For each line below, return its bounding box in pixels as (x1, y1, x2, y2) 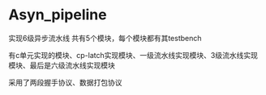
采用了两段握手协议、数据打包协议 (8, 77, 122, 87)
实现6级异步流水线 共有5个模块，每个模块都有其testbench (8, 33, 202, 43)
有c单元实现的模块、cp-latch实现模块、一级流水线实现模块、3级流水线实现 (8, 50, 258, 60)
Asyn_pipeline (8, 6, 107, 24)
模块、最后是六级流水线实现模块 (8, 60, 115, 70)
